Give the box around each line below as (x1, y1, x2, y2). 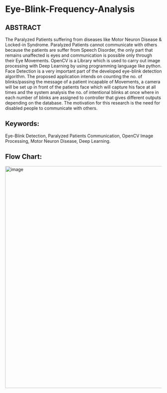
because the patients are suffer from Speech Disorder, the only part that (5, 47, 153, 53)
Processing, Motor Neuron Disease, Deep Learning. (5, 138, 111, 144)
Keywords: (5, 119, 40, 128)
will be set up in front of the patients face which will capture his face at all (5, 84, 156, 90)
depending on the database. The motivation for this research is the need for (5, 100, 161, 105)
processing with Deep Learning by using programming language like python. (5, 63, 162, 69)
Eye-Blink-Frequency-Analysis (5, 3, 135, 15)
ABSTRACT (5, 23, 41, 32)
